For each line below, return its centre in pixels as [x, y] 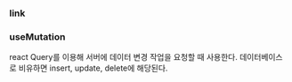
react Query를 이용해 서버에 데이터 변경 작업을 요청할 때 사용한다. [123, 57]
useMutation [37, 36]
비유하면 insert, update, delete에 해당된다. [93, 68]
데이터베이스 [261, 57]
